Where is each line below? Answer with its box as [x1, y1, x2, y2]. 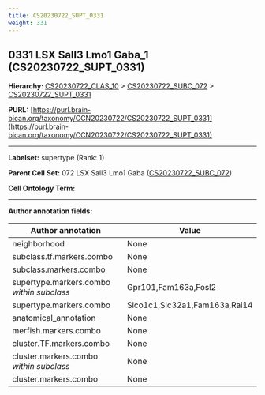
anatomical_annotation [12, 313, 96, 324]
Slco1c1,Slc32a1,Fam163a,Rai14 [126, 299, 253, 310]
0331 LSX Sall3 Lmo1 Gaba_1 [8, 48, 149, 62]
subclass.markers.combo [12, 264, 106, 275]
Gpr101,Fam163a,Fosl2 [126, 282, 217, 293]
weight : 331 [8, 19, 47, 27]
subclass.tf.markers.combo [12, 251, 113, 262]
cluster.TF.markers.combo [12, 338, 110, 349]
